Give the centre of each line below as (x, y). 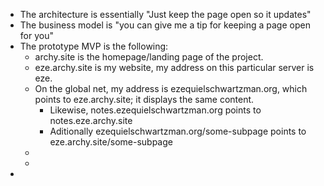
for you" (36, 35)
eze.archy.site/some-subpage (111, 142)
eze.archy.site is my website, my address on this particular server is (174, 67)
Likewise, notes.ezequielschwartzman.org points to (155, 110)
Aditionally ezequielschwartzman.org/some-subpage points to (178, 131)
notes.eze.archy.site (91, 120)
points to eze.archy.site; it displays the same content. (144, 99)
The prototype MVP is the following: (94, 46)
